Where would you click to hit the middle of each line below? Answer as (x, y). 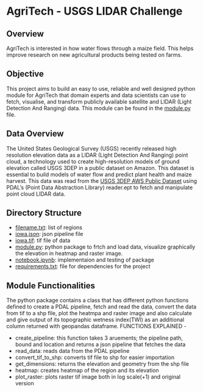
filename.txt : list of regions (48, 227)
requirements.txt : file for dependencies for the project (83, 266)
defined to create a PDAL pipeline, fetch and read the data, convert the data (101, 307)
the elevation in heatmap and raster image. (69, 254)
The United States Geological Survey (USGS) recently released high (91, 148)
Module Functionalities (51, 286)
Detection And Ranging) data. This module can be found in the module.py (98, 108)
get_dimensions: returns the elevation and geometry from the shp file (102, 364)
